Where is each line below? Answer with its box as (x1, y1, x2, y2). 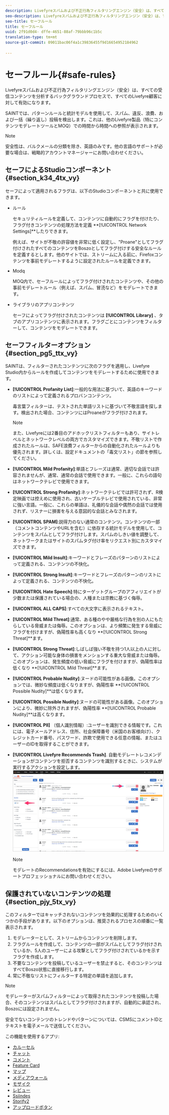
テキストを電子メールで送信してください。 (5, 1023, 93, 1029)
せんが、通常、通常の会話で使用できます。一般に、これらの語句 (30, 472, 162, 478)
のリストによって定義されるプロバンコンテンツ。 (12, 393, 114, 399)
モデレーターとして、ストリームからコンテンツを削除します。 (12, 935, 140, 941)
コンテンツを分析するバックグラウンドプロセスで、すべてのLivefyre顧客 (9, 93, 158, 99)
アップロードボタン (12, 1104, 53, 1110)
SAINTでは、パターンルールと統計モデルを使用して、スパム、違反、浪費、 (5, 110, 159, 116)
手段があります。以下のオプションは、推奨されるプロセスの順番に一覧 (18, 918, 163, 924)
